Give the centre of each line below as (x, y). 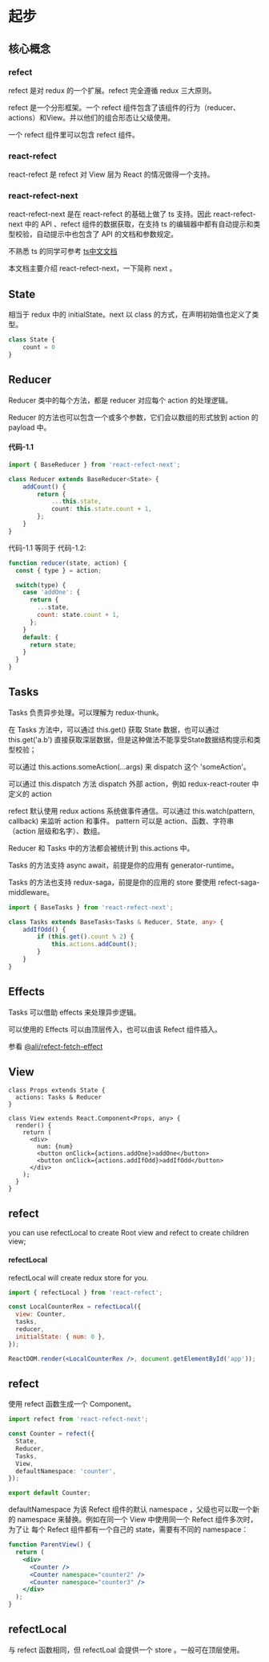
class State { (32, 340)
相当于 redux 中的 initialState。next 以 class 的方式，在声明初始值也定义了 (130, 315)
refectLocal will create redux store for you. (78, 1277)
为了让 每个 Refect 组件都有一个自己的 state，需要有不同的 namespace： (128, 1529)
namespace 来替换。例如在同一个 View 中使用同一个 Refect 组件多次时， (137, 1520)
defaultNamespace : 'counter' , (66, 1471)
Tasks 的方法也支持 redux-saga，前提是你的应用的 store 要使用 (112, 882)
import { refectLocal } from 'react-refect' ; (85, 1292)
